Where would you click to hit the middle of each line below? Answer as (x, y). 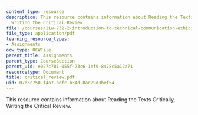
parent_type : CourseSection (41, 61)
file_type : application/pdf (41, 34)
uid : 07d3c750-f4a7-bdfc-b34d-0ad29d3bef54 (60, 83)
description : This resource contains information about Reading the (92, 17)
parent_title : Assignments (39, 55)
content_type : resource (35, 11)
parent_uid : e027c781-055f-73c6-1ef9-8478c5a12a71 (70, 66)
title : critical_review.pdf (41, 77)
